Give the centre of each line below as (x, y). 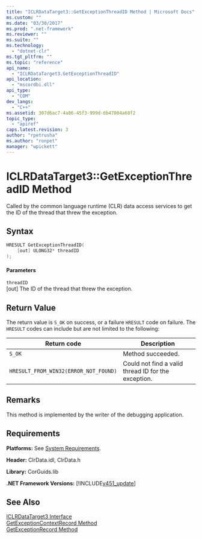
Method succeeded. (151, 354)
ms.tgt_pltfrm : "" (29, 57)
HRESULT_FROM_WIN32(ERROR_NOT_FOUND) (63, 371)
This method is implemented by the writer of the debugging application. (95, 415)
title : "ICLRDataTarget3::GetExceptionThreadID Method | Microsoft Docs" (101, 12)
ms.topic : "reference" (35, 62)
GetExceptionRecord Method (42, 529)
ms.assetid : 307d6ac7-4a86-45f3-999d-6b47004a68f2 (71, 113)
